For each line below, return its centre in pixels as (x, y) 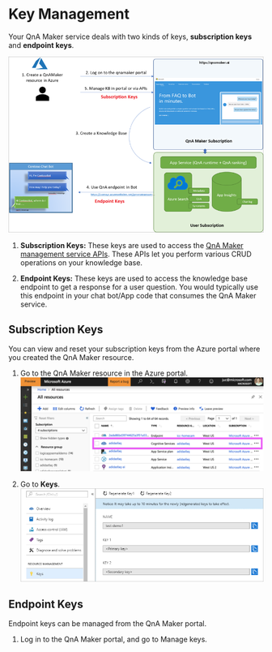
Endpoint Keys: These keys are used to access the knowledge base (134, 278)
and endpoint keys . (41, 45)
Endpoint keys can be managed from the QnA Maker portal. (108, 624)
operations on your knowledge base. (81, 262)
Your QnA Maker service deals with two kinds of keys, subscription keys (130, 36)
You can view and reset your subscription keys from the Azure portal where (134, 349)
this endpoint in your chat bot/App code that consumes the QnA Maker (138, 295)
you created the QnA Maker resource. (71, 358)
